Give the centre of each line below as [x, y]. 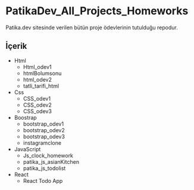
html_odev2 [37, 79]
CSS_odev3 [37, 111]
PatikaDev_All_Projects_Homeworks [97, 11]
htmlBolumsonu [42, 73]
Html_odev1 [37, 67]
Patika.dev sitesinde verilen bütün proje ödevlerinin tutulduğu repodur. [92, 27]
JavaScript [27, 149]
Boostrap [25, 117]
